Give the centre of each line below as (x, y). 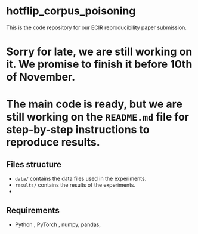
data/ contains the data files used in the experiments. (81, 179)
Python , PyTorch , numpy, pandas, (58, 224)
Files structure (34, 164)
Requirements (33, 210)
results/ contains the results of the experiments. (75, 185)
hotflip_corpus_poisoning (71, 11)
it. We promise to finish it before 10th (99, 64)
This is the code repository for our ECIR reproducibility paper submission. (96, 27)
